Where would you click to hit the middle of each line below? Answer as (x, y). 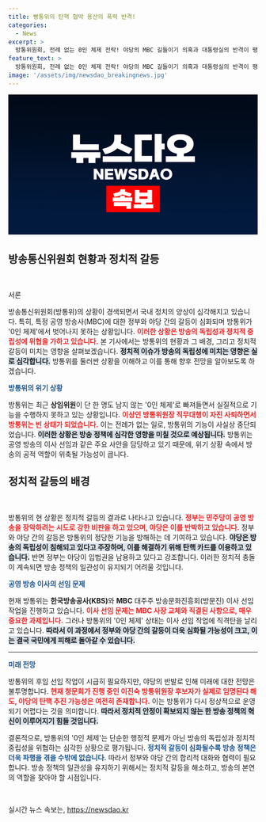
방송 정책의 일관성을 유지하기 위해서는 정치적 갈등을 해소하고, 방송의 (136, 767)
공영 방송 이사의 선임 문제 (47, 584)
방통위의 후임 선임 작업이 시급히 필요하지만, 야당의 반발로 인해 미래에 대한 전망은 (132, 681)
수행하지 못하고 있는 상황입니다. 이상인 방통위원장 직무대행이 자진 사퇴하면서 (139, 415)
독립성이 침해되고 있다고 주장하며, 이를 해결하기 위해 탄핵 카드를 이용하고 (133, 547)
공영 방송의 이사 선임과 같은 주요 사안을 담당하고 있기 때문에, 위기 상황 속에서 (126, 444)
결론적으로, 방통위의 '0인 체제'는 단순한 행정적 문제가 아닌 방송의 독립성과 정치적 (132, 737)
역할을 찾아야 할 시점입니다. (59, 777)
